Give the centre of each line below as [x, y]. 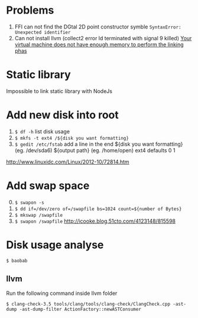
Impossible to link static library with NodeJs [59, 91]
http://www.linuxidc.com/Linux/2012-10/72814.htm [68, 162]
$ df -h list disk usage [42, 131]
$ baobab [17, 261]
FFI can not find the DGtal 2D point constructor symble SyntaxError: [98, 27]
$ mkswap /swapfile [39, 215]
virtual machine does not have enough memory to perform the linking [99, 44]
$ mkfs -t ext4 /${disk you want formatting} [72, 138]
